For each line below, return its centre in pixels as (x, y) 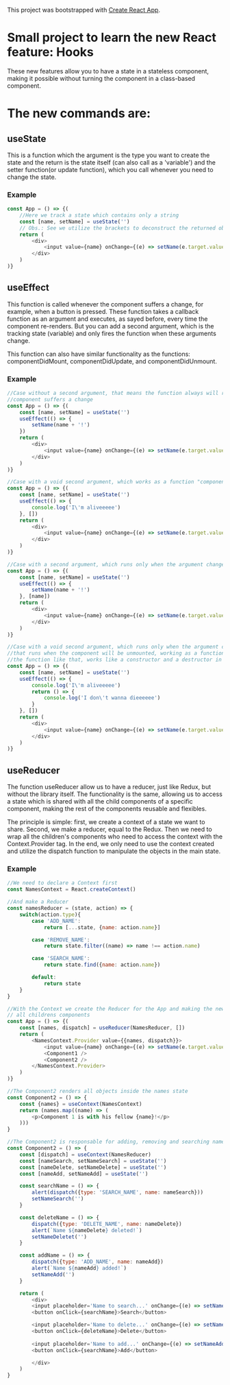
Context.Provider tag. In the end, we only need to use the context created (111, 844)
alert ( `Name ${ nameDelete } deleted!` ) (87, 1230)
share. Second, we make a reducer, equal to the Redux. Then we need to (110, 830)
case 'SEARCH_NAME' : (61, 959)
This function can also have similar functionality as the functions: (99, 354)
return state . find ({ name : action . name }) (102, 965)
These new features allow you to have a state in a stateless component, (108, 71)
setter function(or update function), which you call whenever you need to (110, 169)
